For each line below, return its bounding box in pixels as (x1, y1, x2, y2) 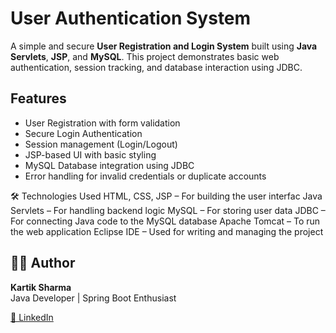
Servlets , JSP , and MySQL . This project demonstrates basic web (10, 50, 280, 62)
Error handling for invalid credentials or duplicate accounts (24, 170, 267, 182)
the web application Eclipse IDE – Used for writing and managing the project (10, 225, 324, 237)
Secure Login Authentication (24, 127, 143, 139)
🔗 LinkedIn (10, 311, 54, 323)
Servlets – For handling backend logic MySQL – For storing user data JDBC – (10, 204, 326, 216)
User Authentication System (10, 7, 252, 30)
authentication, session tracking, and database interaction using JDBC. (10, 61, 303, 73)
